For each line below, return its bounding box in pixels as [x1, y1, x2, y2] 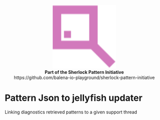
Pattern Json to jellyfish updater [5, 92, 143, 104]
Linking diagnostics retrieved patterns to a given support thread [5, 109, 137, 115]
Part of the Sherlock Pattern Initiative [44, 69, 124, 75]
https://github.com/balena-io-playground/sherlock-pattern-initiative [14, 74, 155, 81]
